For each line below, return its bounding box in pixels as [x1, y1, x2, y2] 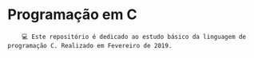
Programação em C [7, 6, 137, 24]
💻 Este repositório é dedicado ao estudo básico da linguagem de [22, 33, 247, 41]
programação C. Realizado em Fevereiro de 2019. [7, 41, 173, 49]
